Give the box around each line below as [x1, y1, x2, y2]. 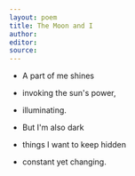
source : [9, 46, 38, 55]
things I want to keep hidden [21, 140, 127, 150]
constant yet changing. [21, 156, 107, 167]
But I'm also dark [21, 122, 84, 133]
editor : [9, 37, 38, 47]
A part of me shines [21, 70, 95, 81]
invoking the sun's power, [21, 88, 117, 99]
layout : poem [9, 12, 58, 22]
